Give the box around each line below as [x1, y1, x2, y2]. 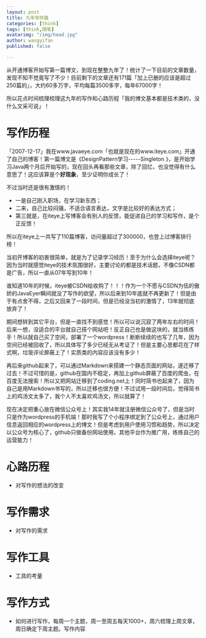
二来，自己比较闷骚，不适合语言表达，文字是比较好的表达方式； [15, 204, 177, 212]
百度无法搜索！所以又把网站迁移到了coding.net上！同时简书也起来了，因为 [6, 377, 195, 384]
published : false [6, 44, 51, 50]
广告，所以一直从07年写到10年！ [11, 268, 94, 276]
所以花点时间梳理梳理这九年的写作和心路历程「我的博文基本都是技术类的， [6, 95, 194, 102]
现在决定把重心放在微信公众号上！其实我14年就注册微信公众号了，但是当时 [6, 405, 195, 413]
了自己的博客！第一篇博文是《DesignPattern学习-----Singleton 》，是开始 [6, 155, 190, 163]
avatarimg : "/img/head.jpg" [6, 32, 78, 38]
